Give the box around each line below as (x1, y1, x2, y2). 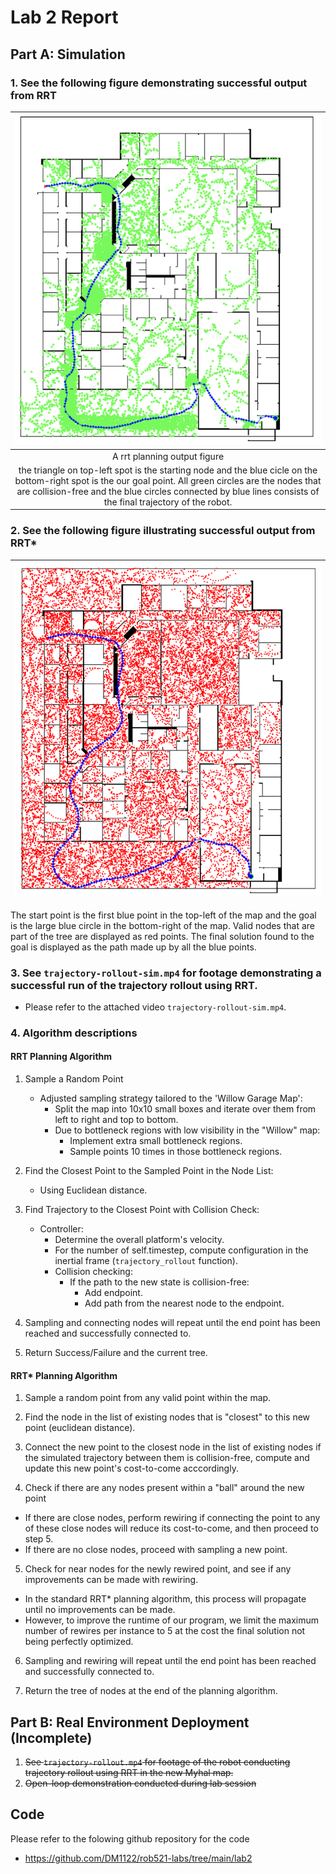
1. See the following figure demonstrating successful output (10, 76, 308, 90)
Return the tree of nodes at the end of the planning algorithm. (24, 1685, 278, 1697)
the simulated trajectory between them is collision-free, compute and (24, 1452, 310, 1464)
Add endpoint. (84, 1287, 143, 1299)
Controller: (39, 1223, 84, 1235)
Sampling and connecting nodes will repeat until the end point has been (24, 1317, 321, 1329)
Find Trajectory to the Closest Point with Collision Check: (24, 1204, 260, 1216)
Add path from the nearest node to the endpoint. (84, 1297, 285, 1310)
